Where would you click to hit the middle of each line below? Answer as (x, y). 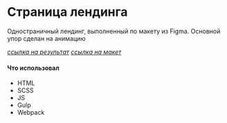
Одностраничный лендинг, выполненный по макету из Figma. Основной (114, 31)
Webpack (31, 113)
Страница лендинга (67, 12)
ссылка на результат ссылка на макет (64, 52)
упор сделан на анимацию (47, 38)
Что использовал (34, 68)
